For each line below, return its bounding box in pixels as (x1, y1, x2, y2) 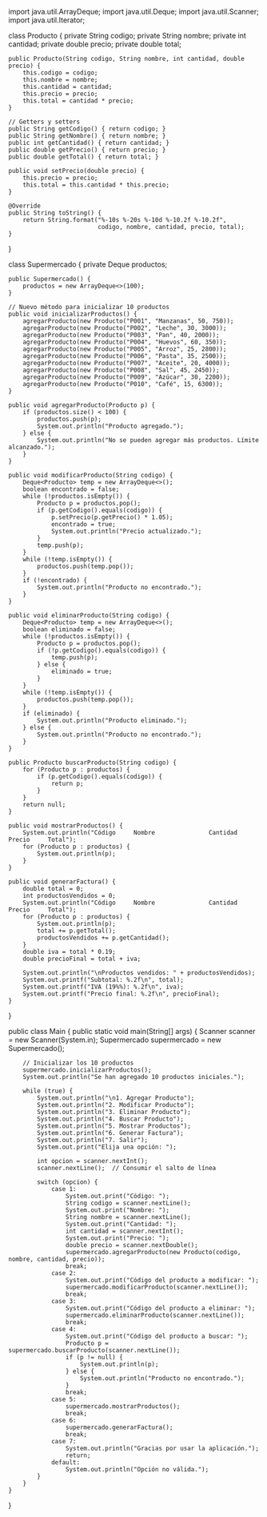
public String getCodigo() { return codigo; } (8, 125, 166, 133)
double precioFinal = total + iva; (22, 955, 141, 963)
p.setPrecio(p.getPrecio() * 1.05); (50, 513, 173, 521)
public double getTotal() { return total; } (8, 153, 159, 161)
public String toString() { (8, 209, 102, 217)
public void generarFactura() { (8, 878, 116, 886)
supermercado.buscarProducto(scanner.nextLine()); (8, 1346, 181, 1354)
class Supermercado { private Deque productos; (8, 260, 168, 269)
